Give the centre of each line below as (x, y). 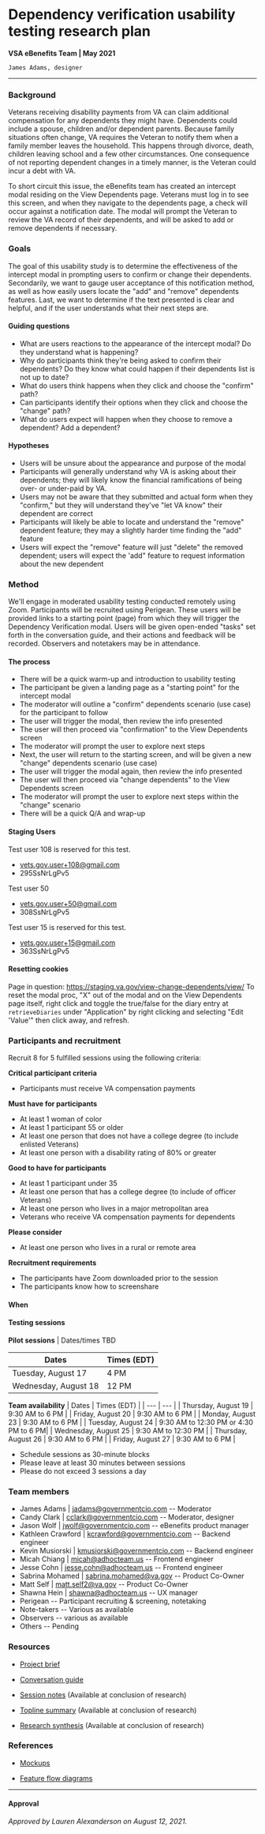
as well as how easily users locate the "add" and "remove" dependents (123, 291)
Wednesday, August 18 (56, 1386)
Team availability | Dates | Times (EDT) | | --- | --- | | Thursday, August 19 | (131, 1405)
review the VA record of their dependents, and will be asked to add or (121, 220)
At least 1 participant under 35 (69, 1184)
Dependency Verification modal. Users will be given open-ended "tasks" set (132, 627)
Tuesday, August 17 (50, 1373)
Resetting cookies (38, 969)
